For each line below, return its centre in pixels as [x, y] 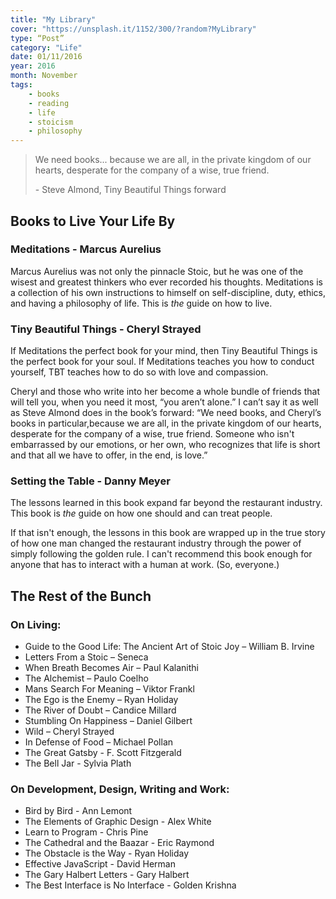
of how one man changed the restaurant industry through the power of [156, 543]
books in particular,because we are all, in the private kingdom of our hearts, [166, 423]
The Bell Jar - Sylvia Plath [78, 763]
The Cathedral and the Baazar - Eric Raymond [119, 843]
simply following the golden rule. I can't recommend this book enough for [161, 554]
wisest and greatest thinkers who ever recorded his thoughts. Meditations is [166, 282]
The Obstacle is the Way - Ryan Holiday [107, 853]
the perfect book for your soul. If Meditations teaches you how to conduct [162, 362]
